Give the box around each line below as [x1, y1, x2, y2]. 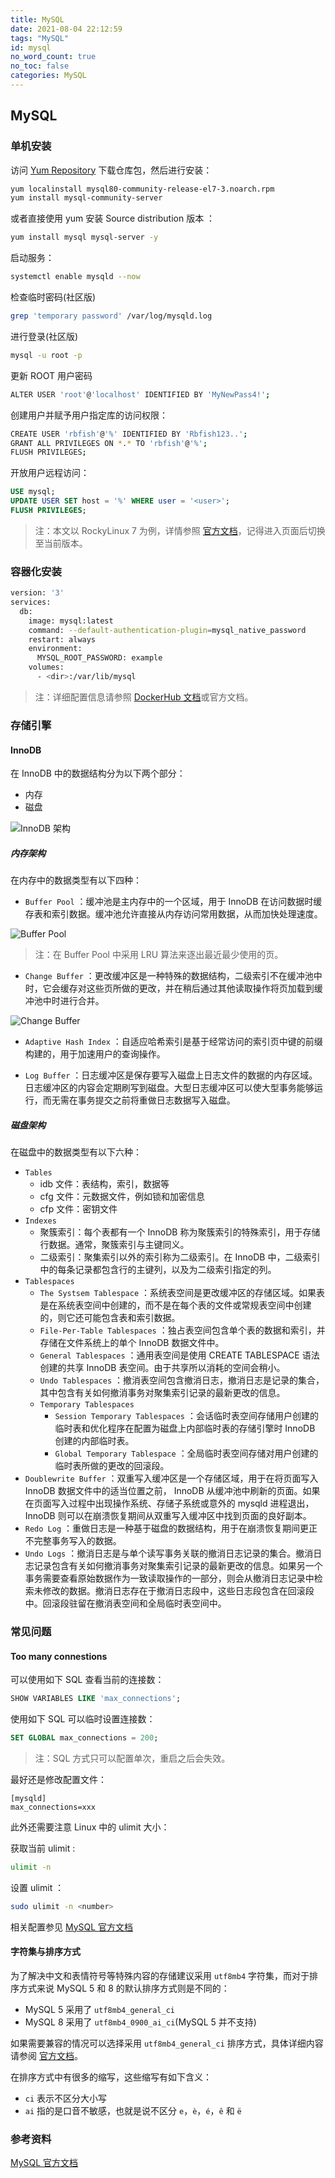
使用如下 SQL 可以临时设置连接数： [10, 1713, 156, 1725]
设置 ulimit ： [10, 1881, 65, 1893]
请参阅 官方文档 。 [10, 2049, 83, 2061]
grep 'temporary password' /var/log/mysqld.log [10, 311, 213, 321]
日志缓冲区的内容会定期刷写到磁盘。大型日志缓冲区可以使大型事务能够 [24, 1082, 315, 1094]
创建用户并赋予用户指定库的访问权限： [10, 409, 168, 421]
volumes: [28, 662, 65, 673]
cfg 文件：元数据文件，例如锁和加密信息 [39, 1191, 205, 1203]
